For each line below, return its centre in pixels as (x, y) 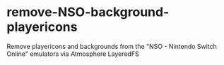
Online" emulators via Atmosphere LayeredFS (73, 54)
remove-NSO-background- (88, 12)
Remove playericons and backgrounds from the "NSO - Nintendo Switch (112, 46)
